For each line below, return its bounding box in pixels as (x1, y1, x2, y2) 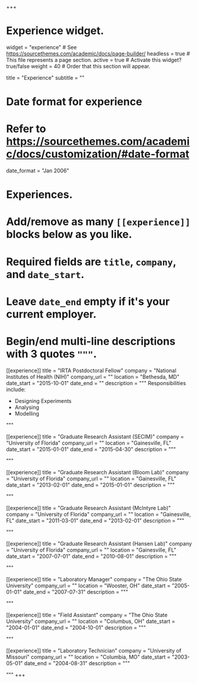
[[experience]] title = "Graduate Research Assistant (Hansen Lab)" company (6, 540, 192, 547)
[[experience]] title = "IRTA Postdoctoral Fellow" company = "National (6, 367, 177, 374)
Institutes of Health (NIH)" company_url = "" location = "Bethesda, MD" (6, 373, 180, 380)
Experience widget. (6, 24, 104, 37)
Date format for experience (6, 95, 142, 109)
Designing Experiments (14, 397, 72, 404)
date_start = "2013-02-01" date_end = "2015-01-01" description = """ (6, 481, 175, 488)
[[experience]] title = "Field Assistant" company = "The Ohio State (6, 611, 168, 618)
